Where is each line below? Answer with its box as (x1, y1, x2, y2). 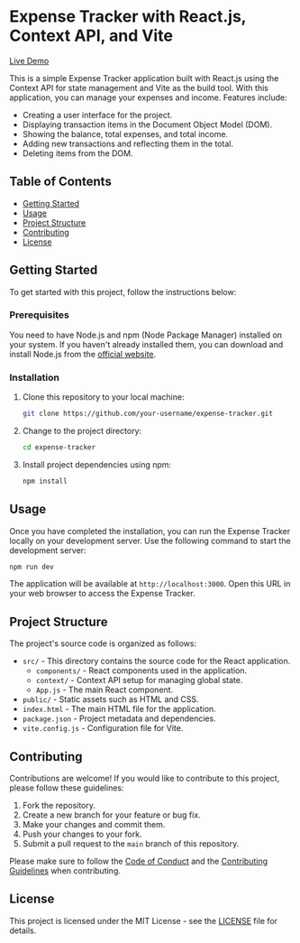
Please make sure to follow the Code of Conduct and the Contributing (9, 855, 268, 867)
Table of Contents (9, 174, 113, 190)
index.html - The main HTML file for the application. (22, 704, 216, 715)
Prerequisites (9, 309, 69, 321)
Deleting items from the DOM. (22, 147, 133, 159)
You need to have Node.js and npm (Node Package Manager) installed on (9, 329, 282, 340)
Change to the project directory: (22, 426, 142, 437)
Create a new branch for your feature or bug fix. (22, 809, 201, 820)
